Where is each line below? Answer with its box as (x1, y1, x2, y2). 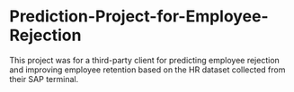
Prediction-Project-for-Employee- (9, 6, 269, 27)
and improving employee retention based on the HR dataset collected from (9, 64, 286, 75)
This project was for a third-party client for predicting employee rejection (9, 54, 281, 65)
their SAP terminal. (9, 73, 79, 84)
